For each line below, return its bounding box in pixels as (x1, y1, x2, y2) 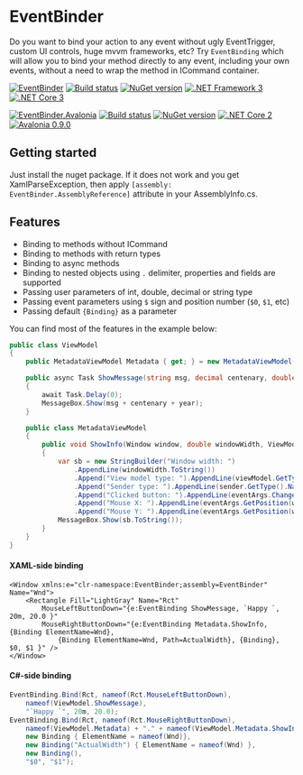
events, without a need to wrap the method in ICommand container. (9, 65, 260, 76)
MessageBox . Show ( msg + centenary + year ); (41, 399, 204, 408)
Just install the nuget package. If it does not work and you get (9, 169, 240, 180)
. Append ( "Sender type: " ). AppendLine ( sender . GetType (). (73, 482, 289, 491)
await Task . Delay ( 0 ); (41, 390, 124, 399)
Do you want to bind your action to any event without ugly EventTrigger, (9, 36, 276, 47)
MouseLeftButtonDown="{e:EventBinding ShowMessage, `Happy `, (41, 604, 280, 613)
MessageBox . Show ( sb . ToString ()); (57, 516, 183, 525)
